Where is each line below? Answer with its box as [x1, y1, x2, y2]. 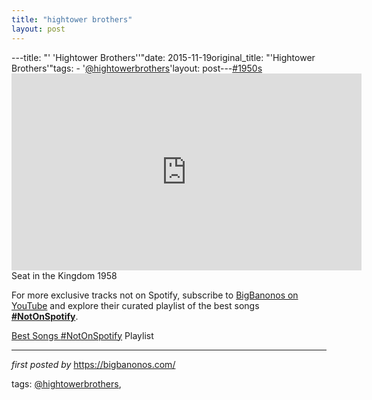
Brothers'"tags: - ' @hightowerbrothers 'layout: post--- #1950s [11, 62, 263, 74]
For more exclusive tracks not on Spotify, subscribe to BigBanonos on [11, 289, 299, 301]
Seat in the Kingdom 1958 [11, 269, 118, 281]
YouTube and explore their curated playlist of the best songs [11, 299, 260, 311]
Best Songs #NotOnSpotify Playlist [11, 329, 154, 341]
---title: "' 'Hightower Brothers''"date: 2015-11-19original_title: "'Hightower [11, 51, 316, 63]
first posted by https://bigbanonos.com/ [11, 358, 176, 370]
